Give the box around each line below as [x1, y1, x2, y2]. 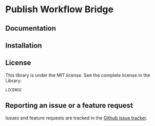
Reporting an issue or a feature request [5, 101, 133, 110]
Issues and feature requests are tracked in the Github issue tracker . [5, 115, 148, 121]
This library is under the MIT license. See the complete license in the [5, 72, 150, 78]
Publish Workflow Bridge [5, 4, 114, 15]
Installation [5, 41, 42, 49]
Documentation [5, 24, 56, 33]
